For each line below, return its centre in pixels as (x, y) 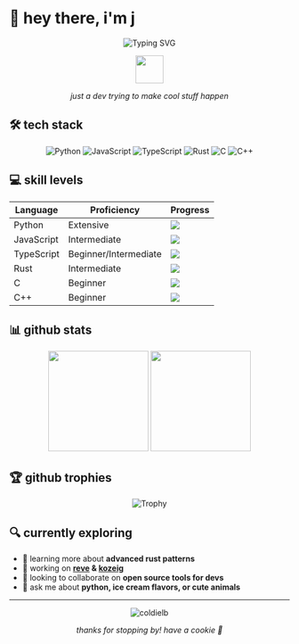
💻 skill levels (46, 181)
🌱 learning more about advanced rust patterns (109, 558)
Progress (190, 210)
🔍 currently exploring (71, 533)
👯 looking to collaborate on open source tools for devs (123, 578)
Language (36, 210)
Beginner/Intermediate (115, 253)
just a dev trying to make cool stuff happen (149, 95)
